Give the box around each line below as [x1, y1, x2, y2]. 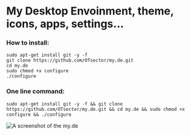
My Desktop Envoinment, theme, [6, 4, 174, 18]
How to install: [6, 39, 50, 47]
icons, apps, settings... [6, 17, 124, 31]
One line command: [6, 87, 65, 96]
